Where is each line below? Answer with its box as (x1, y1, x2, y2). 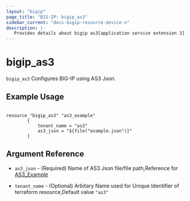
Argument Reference (6, 149, 84, 159)
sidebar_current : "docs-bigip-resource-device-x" (6, 19, 130, 25)
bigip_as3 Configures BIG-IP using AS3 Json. (6, 75, 116, 82)
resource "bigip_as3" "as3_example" (6, 113, 96, 118)
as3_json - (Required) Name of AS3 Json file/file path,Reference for (14, 165, 178, 172)
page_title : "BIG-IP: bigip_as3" (6, 14, 88, 20)
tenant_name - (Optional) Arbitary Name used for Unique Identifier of (14, 182, 179, 189)
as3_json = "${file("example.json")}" (37, 128, 133, 134)
